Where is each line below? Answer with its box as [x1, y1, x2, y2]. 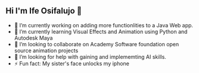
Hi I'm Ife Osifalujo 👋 [5, 6, 82, 16]
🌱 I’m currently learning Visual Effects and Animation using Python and [14, 28, 188, 35]
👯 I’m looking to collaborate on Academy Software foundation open [14, 40, 179, 47]
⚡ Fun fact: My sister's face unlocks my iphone [14, 60, 129, 67]
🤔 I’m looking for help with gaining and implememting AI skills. [14, 53, 166, 60]
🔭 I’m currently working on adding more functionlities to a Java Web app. [14, 21, 194, 28]
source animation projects [14, 47, 79, 54]
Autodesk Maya [14, 34, 53, 42]
